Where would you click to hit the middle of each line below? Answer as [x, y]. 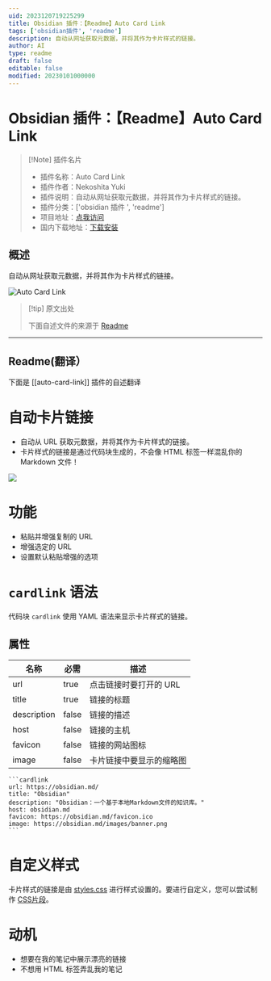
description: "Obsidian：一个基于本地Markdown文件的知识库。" [106, 803]
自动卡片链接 [51, 418]
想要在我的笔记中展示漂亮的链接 [73, 958]
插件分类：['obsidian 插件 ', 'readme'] [102, 207]
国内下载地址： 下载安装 [79, 227]
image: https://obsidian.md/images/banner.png [88, 824]
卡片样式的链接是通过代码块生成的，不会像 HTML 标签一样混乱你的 [131, 452]
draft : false [30, 61]
